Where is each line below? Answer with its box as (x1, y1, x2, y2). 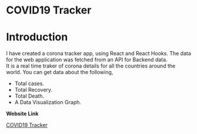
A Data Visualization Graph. (14, 99, 81, 106)
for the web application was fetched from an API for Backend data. (6, 56, 168, 63)
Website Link (6, 110, 39, 118)
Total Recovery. (14, 86, 53, 93)
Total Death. (14, 92, 45, 100)
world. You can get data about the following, (6, 69, 113, 76)
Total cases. (14, 80, 44, 87)
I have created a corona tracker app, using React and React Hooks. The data (6, 50, 191, 57)
